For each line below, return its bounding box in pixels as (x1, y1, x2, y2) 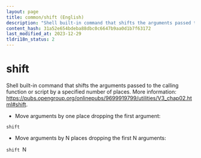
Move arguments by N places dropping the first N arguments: (14, 134, 166, 141)
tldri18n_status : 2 (6, 36, 55, 42)
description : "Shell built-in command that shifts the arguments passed (6, 20, 191, 26)
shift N (6, 145, 27, 153)
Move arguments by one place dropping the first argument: (14, 112, 161, 119)
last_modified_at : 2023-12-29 (6, 31, 82, 37)
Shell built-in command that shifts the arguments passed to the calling (6, 82, 179, 89)
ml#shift (6, 101, 26, 108)
